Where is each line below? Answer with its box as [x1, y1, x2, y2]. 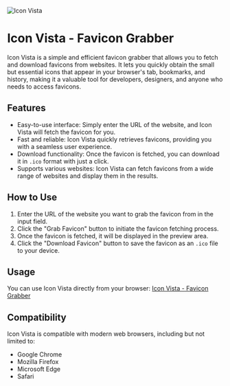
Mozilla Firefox [16, 358, 59, 366]
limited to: [7, 337, 36, 345]
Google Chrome [16, 350, 62, 359]
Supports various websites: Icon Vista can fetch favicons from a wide [16, 164, 214, 172]
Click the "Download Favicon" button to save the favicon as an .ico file [16, 239, 218, 247]
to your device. [16, 246, 60, 254]
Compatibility [7, 311, 67, 323]
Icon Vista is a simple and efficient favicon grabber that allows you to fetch [7, 53, 218, 61]
